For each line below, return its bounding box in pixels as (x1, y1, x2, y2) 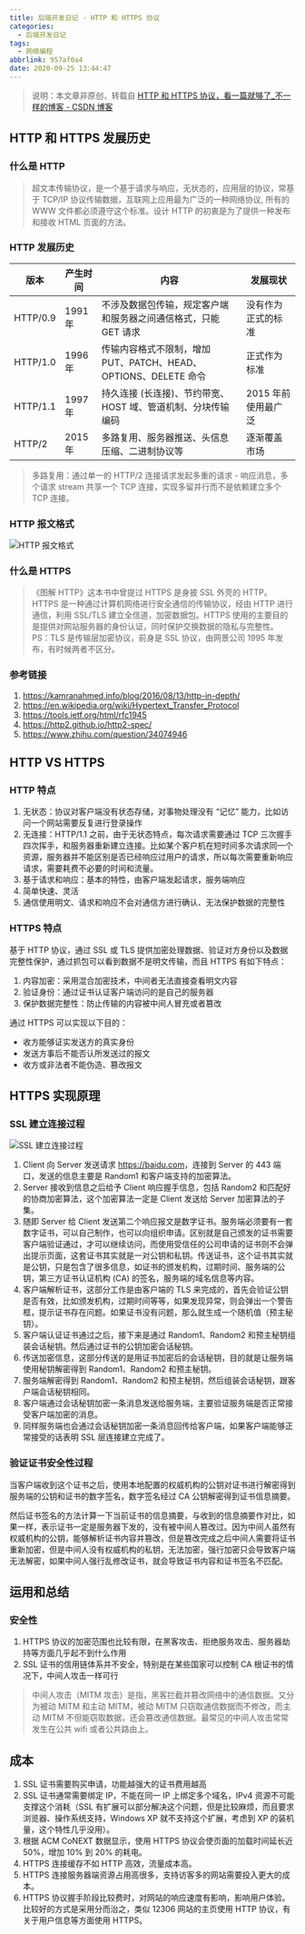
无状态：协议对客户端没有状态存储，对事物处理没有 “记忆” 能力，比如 (22, 806, 281, 818)
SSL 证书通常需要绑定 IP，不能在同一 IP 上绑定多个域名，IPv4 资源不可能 (22, 1790, 295, 1801)
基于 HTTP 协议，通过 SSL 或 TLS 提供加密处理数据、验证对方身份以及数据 (9, 944, 289, 955)
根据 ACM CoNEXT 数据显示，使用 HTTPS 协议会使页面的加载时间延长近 (22, 1836, 293, 1847)
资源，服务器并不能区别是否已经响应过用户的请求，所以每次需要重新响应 (22, 851, 293, 863)
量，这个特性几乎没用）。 (22, 1824, 115, 1835)
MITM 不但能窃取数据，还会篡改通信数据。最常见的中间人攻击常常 (42, 1712, 289, 1723)
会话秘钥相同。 (38, 1386, 95, 1397)
